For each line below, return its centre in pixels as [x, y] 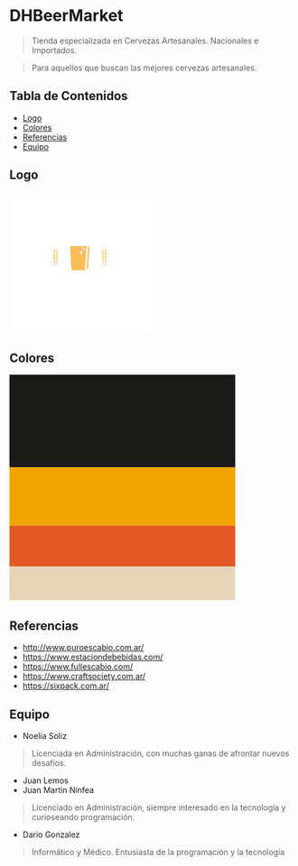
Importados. [54, 50]
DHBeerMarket [66, 16]
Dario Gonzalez [51, 834]
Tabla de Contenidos [69, 96]
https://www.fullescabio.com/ [78, 667]
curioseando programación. [83, 817]
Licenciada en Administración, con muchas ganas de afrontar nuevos [160, 753]
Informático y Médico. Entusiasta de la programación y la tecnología [158, 852]
